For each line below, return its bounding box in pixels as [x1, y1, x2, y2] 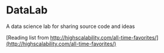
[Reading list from [6, 34, 49, 41]
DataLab [6, 3, 48, 17]
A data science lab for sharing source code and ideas [6, 23, 135, 30]
